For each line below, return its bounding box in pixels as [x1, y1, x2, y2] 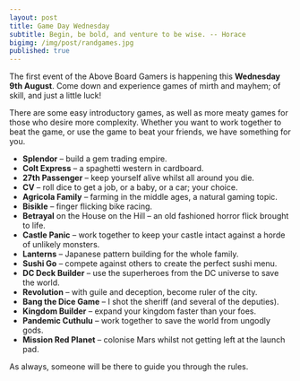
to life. [21, 221, 47, 231]
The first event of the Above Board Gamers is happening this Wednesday [9, 71, 280, 82]
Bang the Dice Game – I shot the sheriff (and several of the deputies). [21, 297, 279, 307]
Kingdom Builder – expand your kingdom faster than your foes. [21, 306, 257, 316]
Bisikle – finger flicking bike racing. [21, 201, 153, 212]
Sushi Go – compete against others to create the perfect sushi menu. [21, 258, 278, 269]
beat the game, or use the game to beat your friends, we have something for [9, 126, 291, 137]
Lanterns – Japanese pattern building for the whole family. [21, 248, 239, 260]
